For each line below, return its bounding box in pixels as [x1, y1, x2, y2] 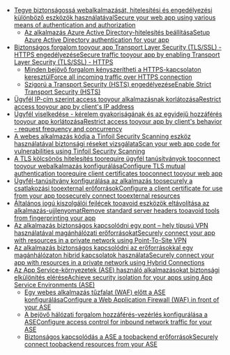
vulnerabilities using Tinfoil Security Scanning [13, 147, 146, 155]
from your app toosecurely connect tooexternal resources [13, 191, 181, 200]
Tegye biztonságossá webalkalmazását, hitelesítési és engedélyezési [13, 6, 213, 14]
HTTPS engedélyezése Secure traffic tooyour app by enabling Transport [13, 50, 220, 59]
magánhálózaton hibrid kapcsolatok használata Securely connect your [13, 251, 215, 259]
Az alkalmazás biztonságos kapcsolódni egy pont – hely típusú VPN [13, 222, 209, 229]
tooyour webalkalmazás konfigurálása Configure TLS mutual [13, 162, 186, 170]
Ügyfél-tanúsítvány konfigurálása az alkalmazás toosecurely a [13, 177, 193, 184]
